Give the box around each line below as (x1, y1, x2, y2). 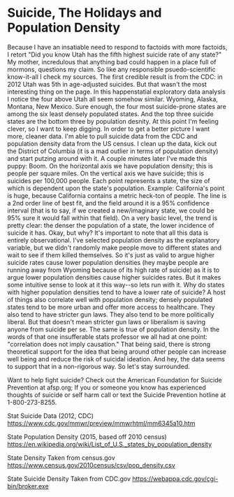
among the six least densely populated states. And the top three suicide (7, 110, 214, 118)
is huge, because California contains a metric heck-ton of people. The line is (7, 191, 227, 200)
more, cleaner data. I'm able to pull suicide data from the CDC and (7, 131, 198, 141)
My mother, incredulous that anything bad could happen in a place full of (7, 57, 217, 66)
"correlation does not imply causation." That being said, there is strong (7, 340, 211, 348)
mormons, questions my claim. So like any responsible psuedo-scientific (7, 65, 217, 73)
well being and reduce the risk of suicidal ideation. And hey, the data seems (7, 354, 226, 363)
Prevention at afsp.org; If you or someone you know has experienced (7, 383, 206, 391)
